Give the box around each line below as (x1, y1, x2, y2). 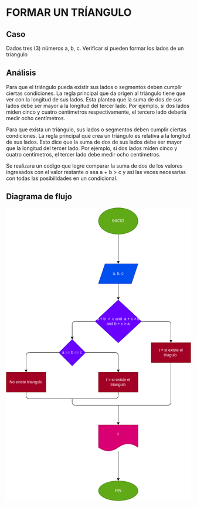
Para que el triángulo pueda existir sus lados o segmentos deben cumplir (6, 83, 182, 90)
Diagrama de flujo (6, 192, 72, 202)
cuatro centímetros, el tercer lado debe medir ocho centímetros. (6, 151, 161, 158)
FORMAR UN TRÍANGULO (6, 6, 132, 19)
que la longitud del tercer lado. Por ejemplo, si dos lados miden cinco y (6, 144, 178, 152)
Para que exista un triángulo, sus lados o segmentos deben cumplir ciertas (6, 126, 186, 133)
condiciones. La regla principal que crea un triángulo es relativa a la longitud (6, 132, 191, 139)
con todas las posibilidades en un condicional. (6, 175, 118, 182)
